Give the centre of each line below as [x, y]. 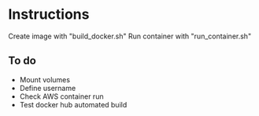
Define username [48, 88]
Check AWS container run [61, 96]
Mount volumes [45, 79]
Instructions [49, 14]
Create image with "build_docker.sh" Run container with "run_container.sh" [130, 36]
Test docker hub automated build [73, 104]
